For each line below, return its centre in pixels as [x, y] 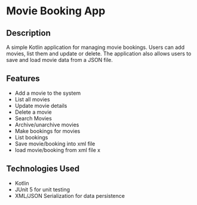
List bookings [31, 137]
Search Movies [33, 118]
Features [23, 79]
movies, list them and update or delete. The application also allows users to [99, 54]
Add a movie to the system [48, 93]
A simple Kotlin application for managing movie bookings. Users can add [96, 47]
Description [28, 33]
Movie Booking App [56, 11]
